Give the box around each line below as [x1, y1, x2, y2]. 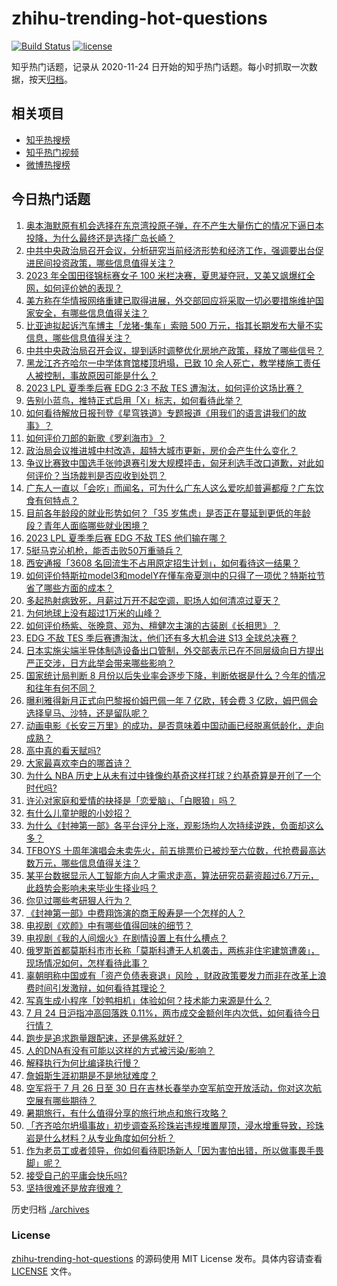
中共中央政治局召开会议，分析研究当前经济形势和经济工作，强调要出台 [25, 244, 316, 256]
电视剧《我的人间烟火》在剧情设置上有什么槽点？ [25, 932, 228, 944]
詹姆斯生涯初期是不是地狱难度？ [25, 1069, 158, 1081]
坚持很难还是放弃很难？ [25, 1182, 123, 1194]
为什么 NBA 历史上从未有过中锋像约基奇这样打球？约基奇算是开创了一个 [25, 769, 322, 781]
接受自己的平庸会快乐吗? [25, 1169, 128, 1181]
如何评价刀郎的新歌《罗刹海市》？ [25, 432, 167, 444]
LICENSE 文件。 [11, 1265, 78, 1277]
